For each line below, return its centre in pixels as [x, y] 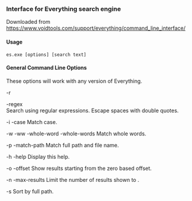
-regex [14, 104]
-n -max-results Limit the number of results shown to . [73, 180]
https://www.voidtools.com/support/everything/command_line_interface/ [96, 28]
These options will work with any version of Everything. [74, 81]
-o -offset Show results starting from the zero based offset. [79, 168]
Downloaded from [28, 22]
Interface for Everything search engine [64, 9]
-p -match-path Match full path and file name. [63, 145]
